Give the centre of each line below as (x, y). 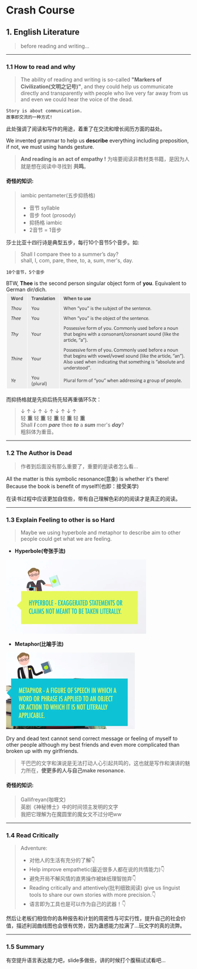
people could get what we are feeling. (66, 539)
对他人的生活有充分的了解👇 (62, 860)
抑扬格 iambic (46, 222)
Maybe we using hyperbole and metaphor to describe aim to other (100, 532)
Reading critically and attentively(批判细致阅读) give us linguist (105, 888)
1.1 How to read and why (41, 66)
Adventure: (34, 848)
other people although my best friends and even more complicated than (93, 745)
